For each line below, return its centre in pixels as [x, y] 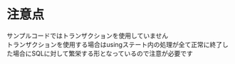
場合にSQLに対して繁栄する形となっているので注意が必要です [103, 53]
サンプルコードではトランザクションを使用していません [88, 36]
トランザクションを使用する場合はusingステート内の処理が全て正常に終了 [114, 44]
